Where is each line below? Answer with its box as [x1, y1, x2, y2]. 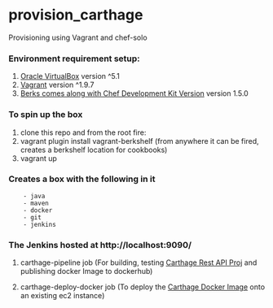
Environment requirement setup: [8, 53, 140, 64]
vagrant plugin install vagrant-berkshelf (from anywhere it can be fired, [20, 136, 259, 145]
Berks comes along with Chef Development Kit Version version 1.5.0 [20, 89, 249, 98]
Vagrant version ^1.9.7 [20, 80, 95, 90]
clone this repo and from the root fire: [20, 128, 147, 137]
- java [23, 192, 46, 200]
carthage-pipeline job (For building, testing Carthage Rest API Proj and [20, 258, 258, 267]
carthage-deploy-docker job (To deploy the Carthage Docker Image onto [20, 282, 266, 292]
